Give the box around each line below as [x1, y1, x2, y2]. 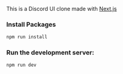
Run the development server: [6, 49, 94, 57]
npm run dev [6, 62, 37, 69]
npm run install [6, 34, 47, 40]
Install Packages [6, 20, 56, 29]
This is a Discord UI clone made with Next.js [6, 5, 117, 12]
